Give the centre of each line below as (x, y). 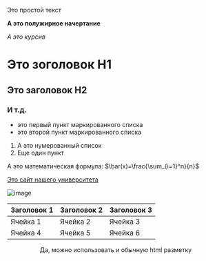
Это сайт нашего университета (53, 180)
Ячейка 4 (26, 233)
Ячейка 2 (75, 222)
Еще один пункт (40, 153)
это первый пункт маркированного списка (80, 124)
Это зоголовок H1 (60, 65)
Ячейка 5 (75, 233)
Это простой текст (34, 10)
